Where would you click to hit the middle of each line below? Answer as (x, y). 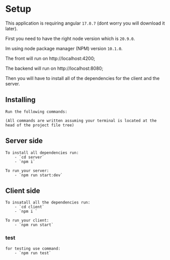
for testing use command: (33, 248)
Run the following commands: (36, 112)
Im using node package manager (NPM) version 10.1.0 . (64, 48)
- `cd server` (29, 157)
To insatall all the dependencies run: (48, 203)
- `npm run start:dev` (39, 175)
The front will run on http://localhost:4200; (50, 58)
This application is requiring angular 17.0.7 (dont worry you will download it (85, 23)
